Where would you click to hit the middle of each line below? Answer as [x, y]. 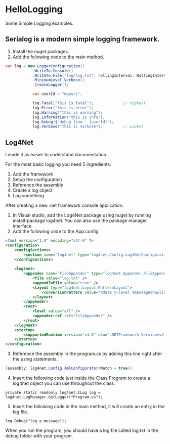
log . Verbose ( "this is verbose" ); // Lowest [88, 127]
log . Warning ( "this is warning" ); [67, 112]
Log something [28, 196]
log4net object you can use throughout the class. [64, 383]
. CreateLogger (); [51, 85]
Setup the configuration [37, 180]
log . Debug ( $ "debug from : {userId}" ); [73, 122]
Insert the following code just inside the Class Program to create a [81, 378]
